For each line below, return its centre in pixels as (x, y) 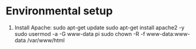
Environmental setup (59, 11)
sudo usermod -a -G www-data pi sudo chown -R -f (80, 33)
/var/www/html (46, 40)
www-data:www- (168, 33)
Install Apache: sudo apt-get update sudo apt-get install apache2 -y (99, 27)
